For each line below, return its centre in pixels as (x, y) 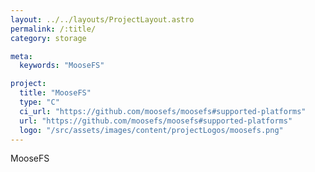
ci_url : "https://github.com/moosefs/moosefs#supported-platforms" (163, 111)
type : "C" (39, 102)
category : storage (48, 38)
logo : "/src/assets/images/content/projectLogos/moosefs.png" (151, 130)
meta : (21, 56)
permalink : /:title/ (53, 29)
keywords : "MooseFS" (62, 66)
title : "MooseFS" (55, 93)
